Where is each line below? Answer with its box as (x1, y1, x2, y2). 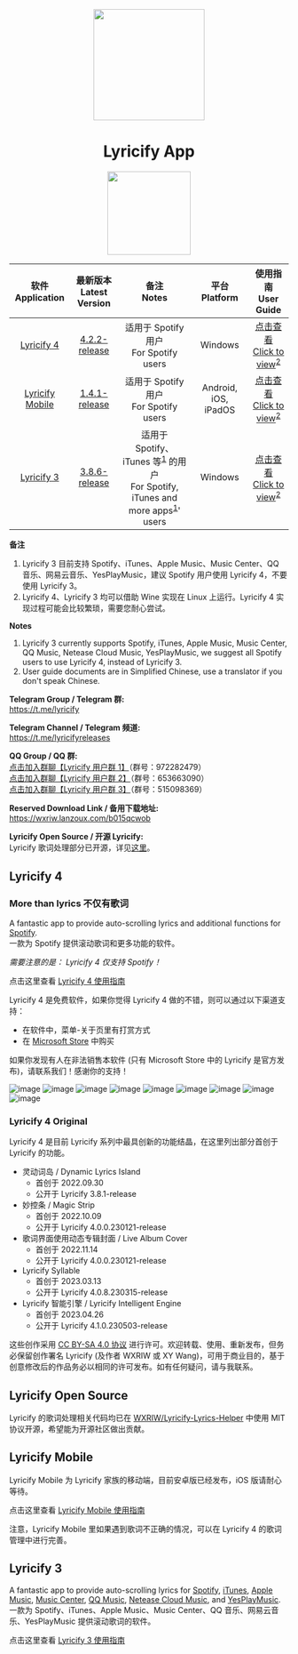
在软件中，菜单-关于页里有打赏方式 (21, 1024, 151, 1035)
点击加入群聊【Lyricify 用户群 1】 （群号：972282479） (9, 762, 207, 773)
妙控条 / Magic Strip (21, 1200, 96, 1210)
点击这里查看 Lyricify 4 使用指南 (9, 976, 126, 986)
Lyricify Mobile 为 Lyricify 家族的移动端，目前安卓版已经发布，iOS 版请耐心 (9, 1474, 282, 1485)
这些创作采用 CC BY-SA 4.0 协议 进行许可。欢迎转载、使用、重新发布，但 (9, 1339, 277, 1350)
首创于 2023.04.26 (35, 1309, 105, 1320)
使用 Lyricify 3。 (21, 581, 82, 591)
